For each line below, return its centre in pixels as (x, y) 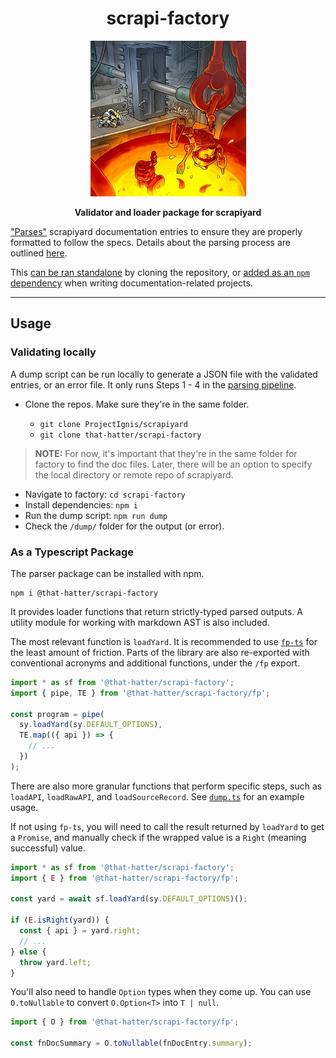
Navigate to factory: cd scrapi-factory (105, 494)
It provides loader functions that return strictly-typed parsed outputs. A (156, 611)
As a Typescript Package (72, 552)
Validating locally (53, 352)
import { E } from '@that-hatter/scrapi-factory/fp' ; (125, 878)
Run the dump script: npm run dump (96, 515)
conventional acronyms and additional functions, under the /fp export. (155, 663)
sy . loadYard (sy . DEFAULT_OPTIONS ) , (91, 725)
